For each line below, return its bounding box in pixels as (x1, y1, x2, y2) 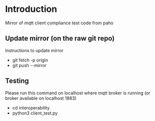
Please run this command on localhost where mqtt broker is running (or (5, 90, 151, 96)
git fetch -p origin (12, 57, 49, 63)
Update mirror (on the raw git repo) (5, 34, 115, 43)
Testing (5, 77, 29, 85)
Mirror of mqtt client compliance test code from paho (5, 20, 114, 26)
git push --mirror (12, 62, 47, 68)
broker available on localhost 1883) (5, 95, 77, 101)
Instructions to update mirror (5, 47, 63, 53)
